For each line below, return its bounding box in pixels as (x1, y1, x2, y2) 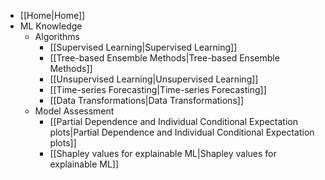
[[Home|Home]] (19, 10, 86, 21)
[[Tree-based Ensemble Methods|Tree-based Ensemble (49, 52, 280, 64)
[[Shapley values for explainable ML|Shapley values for (49, 148, 277, 159)
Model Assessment (34, 105, 115, 117)
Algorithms (34, 31, 80, 42)
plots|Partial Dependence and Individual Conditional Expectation (49, 126, 315, 138)
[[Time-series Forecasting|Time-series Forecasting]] (49, 84, 267, 95)
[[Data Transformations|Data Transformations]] (49, 95, 244, 106)
